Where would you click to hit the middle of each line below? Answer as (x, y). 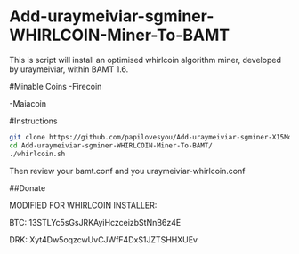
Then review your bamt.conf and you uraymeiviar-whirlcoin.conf (127, 171)
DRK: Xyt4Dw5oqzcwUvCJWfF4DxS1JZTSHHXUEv (104, 239)
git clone (28, 137)
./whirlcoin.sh (37, 154)
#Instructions (33, 121)
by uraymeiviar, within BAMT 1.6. (69, 69)
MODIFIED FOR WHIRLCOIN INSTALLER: (83, 205)
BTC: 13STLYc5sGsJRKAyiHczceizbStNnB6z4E (95, 222)
